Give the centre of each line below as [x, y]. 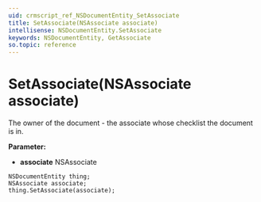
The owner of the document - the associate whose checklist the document [130, 123]
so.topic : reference [43, 45]
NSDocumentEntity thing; [49, 177]
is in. [16, 131]
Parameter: [27, 147]
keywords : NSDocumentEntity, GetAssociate [80, 38]
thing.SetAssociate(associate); [62, 191]
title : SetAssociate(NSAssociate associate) [83, 23]
